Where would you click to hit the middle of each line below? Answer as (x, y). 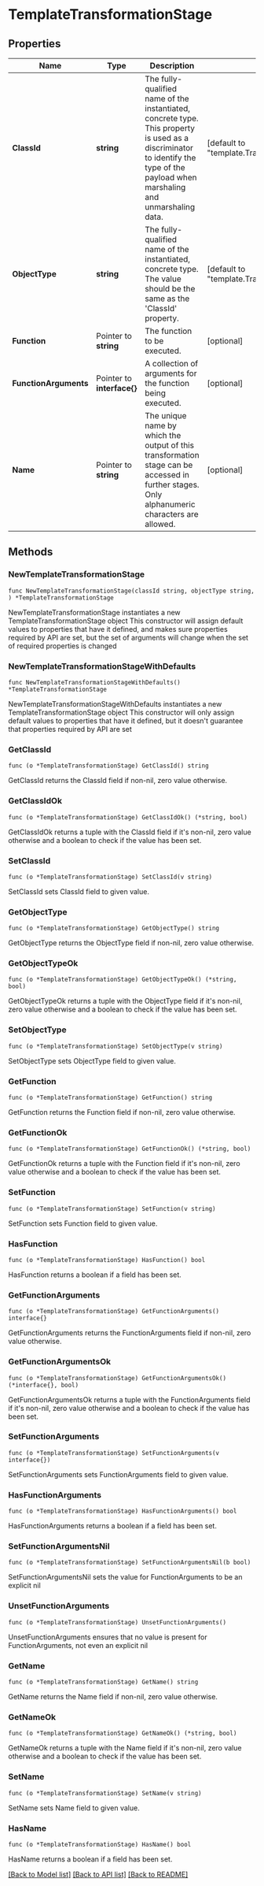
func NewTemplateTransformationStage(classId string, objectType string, (132, 591)
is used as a (167, 138)
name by (161, 425)
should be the (170, 289)
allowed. (160, 524)
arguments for (171, 373)
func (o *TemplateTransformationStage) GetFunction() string (110, 1098)
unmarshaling (170, 207)
